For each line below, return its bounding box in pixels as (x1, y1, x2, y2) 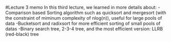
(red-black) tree (5, 31, 39, 37)
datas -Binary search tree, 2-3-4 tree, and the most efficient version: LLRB (5, 26, 163, 32)
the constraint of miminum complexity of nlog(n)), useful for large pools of (5, 15, 162, 21)
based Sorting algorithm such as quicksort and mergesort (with (32, 10, 166, 16)
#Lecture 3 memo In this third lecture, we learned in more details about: (5, 5, 157, 10)
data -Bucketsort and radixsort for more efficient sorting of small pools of (5, 20, 161, 26)
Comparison (5, 10, 32, 16)
